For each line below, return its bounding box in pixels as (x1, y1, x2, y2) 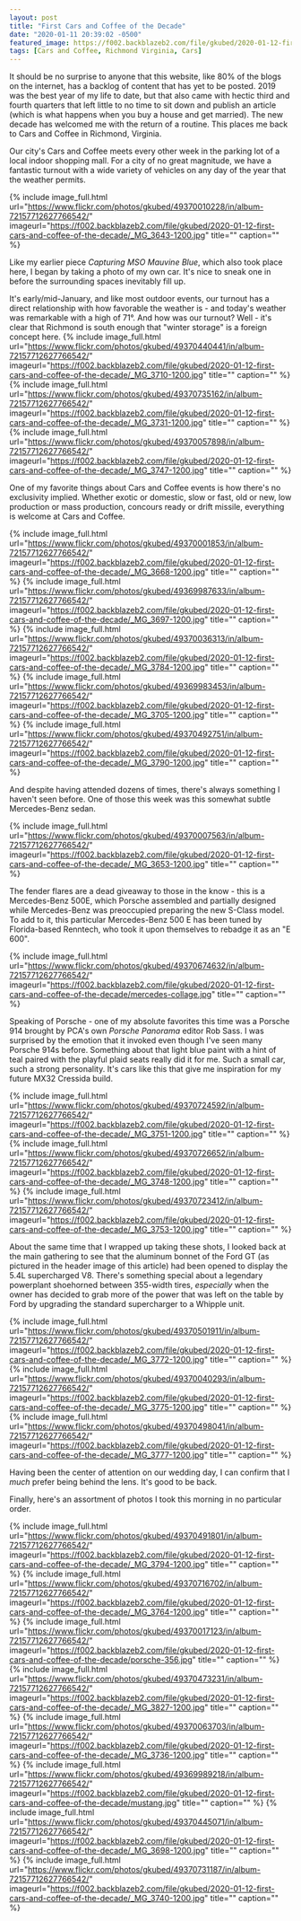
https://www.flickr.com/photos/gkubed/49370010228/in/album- (27, 201, 264, 212)
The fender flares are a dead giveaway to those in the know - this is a (9, 886, 266, 897)
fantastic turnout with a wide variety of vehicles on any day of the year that (9, 165, 287, 176)
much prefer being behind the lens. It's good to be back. (9, 1477, 218, 1487)
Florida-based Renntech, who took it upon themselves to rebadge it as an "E (9, 924, 291, 934)
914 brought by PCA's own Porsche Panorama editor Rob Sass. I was (9, 1025, 264, 1037)
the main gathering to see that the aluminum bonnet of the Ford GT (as (9, 1251, 270, 1262)
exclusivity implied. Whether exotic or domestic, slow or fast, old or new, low (9, 492, 292, 503)
